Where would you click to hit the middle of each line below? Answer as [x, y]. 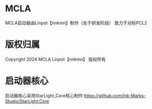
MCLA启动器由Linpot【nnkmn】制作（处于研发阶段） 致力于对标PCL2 [76, 23]
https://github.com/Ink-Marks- [115, 95]
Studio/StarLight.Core [27, 101]
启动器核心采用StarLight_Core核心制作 [44, 95]
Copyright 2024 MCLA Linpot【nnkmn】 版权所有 [56, 59]
